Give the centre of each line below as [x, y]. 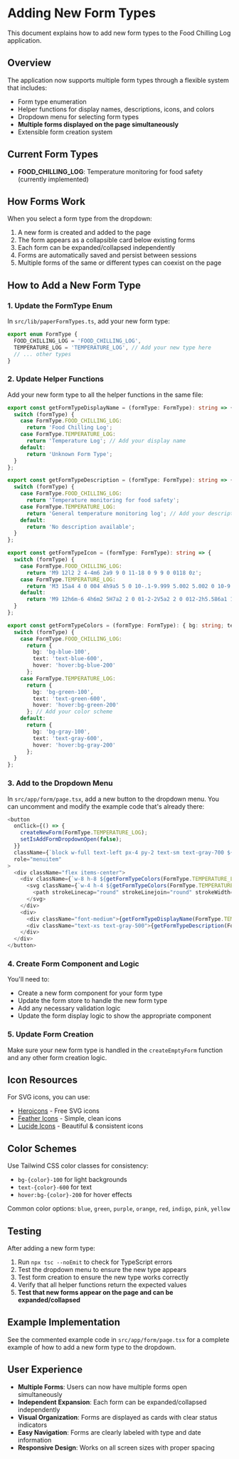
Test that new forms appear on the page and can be [95, 1293]
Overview [30, 63]
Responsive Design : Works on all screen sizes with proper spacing [116, 1448]
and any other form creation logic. [57, 1057]
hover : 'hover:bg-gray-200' [74, 745]
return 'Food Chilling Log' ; [69, 428]
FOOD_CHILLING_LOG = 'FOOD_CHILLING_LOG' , [78, 340]
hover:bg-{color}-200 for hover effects [75, 1195]
